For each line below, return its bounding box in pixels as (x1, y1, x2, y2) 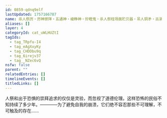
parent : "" (5, 67, 28, 72)
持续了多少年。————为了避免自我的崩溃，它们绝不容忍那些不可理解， (9, 101, 158, 107)
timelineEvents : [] (5, 76, 46, 81)
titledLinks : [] (5, 81, 39, 86)
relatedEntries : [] (5, 72, 46, 77)
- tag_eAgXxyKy (9, 44, 41, 49)
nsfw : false (5, 62, 30, 67)
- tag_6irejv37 (9, 53, 41, 59)
